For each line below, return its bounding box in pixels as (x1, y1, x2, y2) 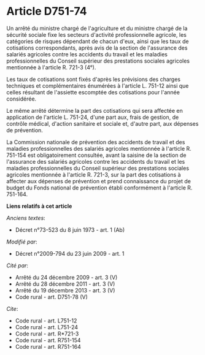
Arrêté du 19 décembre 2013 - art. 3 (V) (15, 286, 115, 294)
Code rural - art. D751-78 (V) (15, 293, 88, 300)
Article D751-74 (6, 4, 87, 18)
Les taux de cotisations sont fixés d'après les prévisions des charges (6, 75, 181, 83)
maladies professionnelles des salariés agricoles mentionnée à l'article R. (6, 145, 191, 152)
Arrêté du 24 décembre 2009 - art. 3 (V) (15, 273, 118, 281)
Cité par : (6, 262, 29, 269)
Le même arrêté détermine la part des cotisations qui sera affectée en (6, 107, 183, 114)
